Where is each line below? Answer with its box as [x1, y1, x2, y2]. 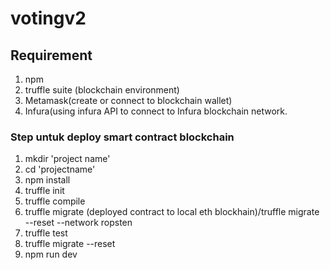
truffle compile [24, 195, 86, 207]
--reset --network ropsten [24, 217, 133, 229]
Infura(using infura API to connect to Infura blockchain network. [24, 105, 288, 117]
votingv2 [10, 7, 87, 30]
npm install [24, 174, 71, 186]
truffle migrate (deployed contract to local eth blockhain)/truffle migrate [24, 206, 320, 218]
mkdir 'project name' [24, 153, 111, 165]
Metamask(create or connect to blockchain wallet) [24, 95, 233, 106]
